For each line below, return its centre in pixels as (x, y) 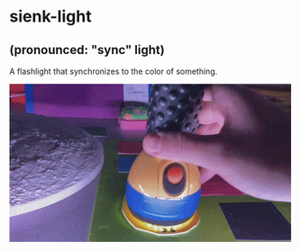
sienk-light (50, 17)
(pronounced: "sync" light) (87, 50)
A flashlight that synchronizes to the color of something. (114, 71)
